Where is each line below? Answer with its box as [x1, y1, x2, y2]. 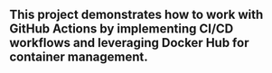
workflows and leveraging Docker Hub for [9, 35, 249, 50]
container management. [9, 50, 148, 65]
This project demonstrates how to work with [9, 7, 264, 23]
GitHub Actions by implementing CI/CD [9, 22, 234, 37]
